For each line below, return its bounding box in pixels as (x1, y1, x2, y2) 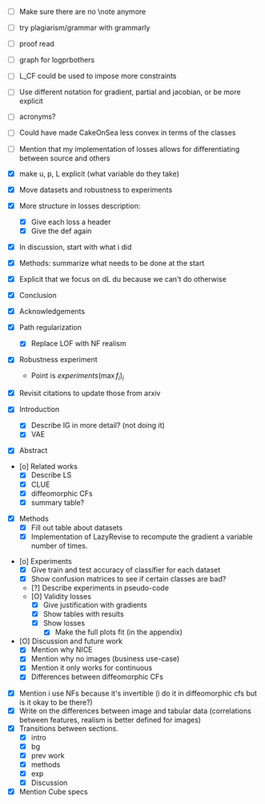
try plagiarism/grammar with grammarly (18, 23, 151, 33)
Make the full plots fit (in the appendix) (54, 627, 183, 637)
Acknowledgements (18, 307, 86, 316)
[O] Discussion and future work (18, 636, 123, 646)
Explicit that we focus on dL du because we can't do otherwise (18, 275, 227, 284)
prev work (30, 750, 65, 760)
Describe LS (30, 470, 72, 480)
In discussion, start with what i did (18, 242, 132, 251)
